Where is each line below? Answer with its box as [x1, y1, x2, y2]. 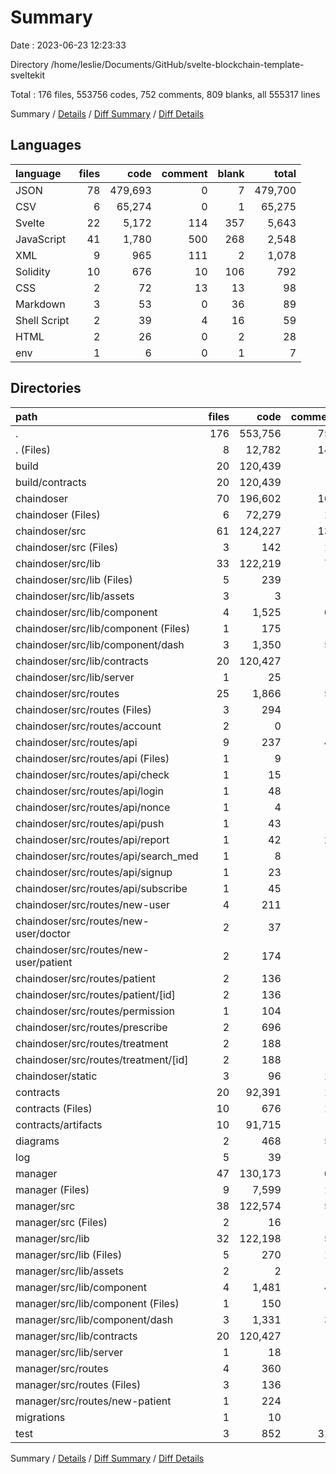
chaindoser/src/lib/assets [15, 589, 135, 603]
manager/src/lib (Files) [15, 1247, 123, 1261]
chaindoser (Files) [15, 507, 101, 521]
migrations [15, 1410, 66, 1424]
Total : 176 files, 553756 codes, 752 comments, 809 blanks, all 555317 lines [10, 88, 321, 100]
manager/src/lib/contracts [15, 1329, 138, 1343]
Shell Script [15, 313, 70, 327]
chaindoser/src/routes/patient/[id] [15, 987, 176, 1001]
